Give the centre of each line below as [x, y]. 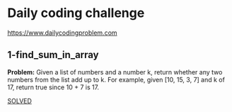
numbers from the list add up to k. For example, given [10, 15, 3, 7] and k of [116, 79]
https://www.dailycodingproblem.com [63, 33]
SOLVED [19, 101]
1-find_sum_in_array [53, 55]
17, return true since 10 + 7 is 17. [53, 87]
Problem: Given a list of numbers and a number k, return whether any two [115, 72]
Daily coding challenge [76, 13]
